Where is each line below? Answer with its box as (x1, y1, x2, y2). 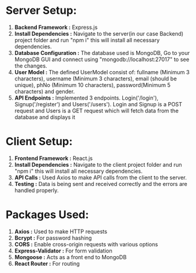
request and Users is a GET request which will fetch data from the (14, 107, 179, 114)
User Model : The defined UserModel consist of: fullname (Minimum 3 (14, 68, 190, 75)
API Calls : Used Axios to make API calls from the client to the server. (14, 173, 187, 181)
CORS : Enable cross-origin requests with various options (14, 240, 158, 248)
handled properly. (14, 187, 59, 194)
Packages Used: (5, 208, 89, 222)
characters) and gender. (14, 88, 75, 95)
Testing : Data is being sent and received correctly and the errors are (14, 180, 188, 187)
